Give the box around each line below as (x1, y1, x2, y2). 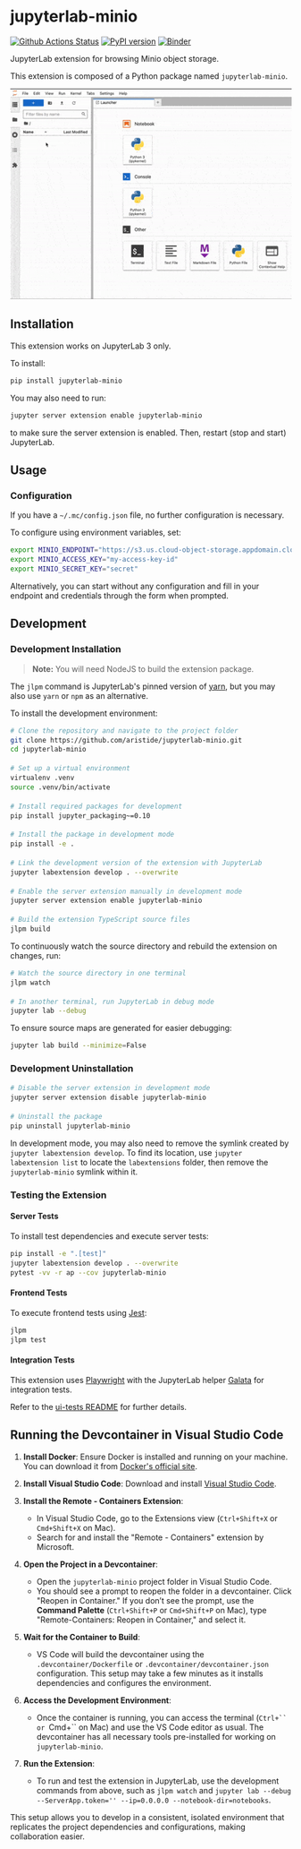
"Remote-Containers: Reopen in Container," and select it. (36, 1614, 247, 1625)
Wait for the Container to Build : (22, 1631, 141, 1642)
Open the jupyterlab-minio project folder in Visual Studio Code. (36, 1576, 272, 1587)
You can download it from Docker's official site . (22, 1460, 197, 1471)
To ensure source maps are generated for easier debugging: (10, 1023, 232, 1034)
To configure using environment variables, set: (10, 527, 181, 538)
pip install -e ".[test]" (10, 1249, 106, 1258)
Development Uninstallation (10, 1062, 134, 1075)
